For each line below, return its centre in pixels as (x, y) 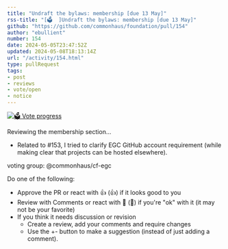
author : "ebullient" (37, 32)
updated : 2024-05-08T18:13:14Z (52, 52)
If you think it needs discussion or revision (77, 217)
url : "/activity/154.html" (46, 58)
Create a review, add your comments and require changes (109, 224)
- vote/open (24, 90)
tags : (15, 70)
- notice (20, 96)
